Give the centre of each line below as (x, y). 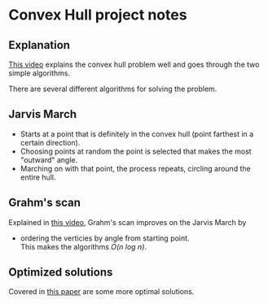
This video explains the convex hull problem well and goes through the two (134, 64)
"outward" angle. (49, 159)
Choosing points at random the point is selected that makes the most (136, 151)
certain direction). (50, 142)
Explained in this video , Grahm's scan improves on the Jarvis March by (127, 222)
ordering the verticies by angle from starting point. (105, 238)
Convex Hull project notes (98, 15)
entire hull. (38, 177)
